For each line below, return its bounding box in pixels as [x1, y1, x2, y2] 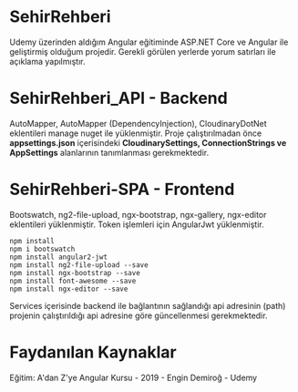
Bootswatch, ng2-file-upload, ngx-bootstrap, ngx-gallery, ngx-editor [9, 209, 267, 220]
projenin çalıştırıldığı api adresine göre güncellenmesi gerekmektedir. [9, 310, 268, 321]
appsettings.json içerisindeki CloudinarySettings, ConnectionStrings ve [9, 137, 287, 148]
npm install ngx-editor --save [9, 284, 128, 294]
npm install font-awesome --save [9, 276, 137, 285]
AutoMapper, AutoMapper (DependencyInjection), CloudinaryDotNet [9, 118, 267, 129]
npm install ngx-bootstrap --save [9, 268, 141, 277]
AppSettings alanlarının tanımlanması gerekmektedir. [9, 147, 210, 158]
